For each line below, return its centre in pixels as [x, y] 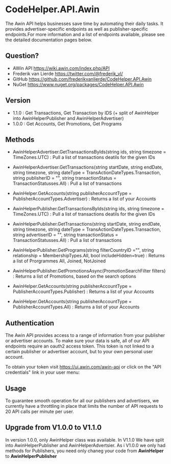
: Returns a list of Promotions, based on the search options [74, 276]
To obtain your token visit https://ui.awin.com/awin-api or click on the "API [83, 367]
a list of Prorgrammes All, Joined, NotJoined [59, 261]
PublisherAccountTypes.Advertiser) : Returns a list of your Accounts [84, 199]
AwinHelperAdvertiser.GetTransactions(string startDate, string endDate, [88, 167]
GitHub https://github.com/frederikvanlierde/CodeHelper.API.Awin [82, 79]
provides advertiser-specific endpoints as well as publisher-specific [77, 29]
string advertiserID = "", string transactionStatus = [65, 235]
